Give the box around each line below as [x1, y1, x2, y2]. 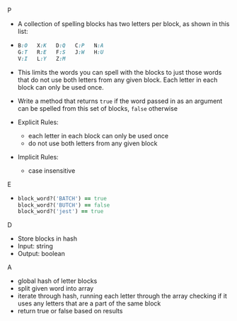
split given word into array [17, 284, 94, 293]
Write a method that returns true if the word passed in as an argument [17, 97, 223, 105]
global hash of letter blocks [17, 277, 98, 285]
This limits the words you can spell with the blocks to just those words [17, 68, 222, 76]
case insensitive [28, 166, 76, 175]
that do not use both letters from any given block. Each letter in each [17, 75, 218, 84]
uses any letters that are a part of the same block [17, 299, 161, 308]
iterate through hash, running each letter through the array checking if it [17, 292, 228, 301]
